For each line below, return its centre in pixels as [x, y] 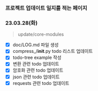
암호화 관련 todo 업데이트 [38, 70]
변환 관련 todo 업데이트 [36, 64]
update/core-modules [41, 35]
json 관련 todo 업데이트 [36, 77]
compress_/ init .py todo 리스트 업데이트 [53, 51]
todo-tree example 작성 [37, 57]
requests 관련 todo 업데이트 [41, 83]
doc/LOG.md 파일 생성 [35, 45]
